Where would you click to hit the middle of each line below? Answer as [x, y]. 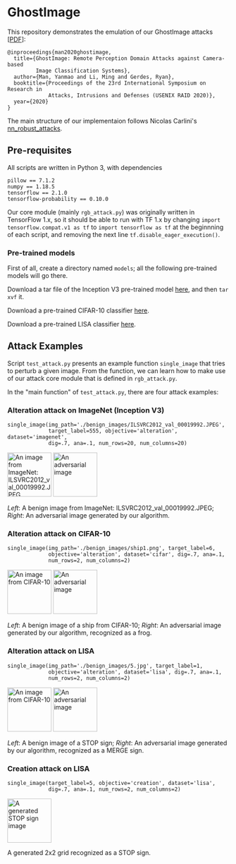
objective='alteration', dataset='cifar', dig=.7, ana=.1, [137, 554]
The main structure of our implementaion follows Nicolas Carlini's [102, 121]
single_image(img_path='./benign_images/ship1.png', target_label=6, [112, 548]
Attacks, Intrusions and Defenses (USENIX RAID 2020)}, [132, 95]
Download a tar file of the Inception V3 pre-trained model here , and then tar [118, 289]
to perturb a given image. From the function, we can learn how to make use [117, 370]
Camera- [214, 58]
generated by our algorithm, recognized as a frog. [80, 633]
